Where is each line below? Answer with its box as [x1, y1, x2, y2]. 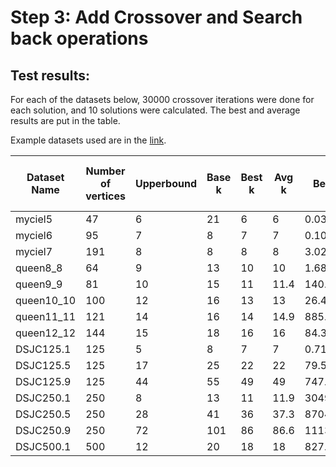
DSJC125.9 [15, 375, 72, 388]
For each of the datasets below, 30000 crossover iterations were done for [10, 94, 315, 105]
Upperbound [134, 177, 198, 190]
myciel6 [15, 229, 53, 242]
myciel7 [15, 245, 53, 258]
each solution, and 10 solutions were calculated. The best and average [10, 104, 301, 116]
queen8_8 [15, 261, 63, 275]
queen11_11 [15, 310, 77, 323]
